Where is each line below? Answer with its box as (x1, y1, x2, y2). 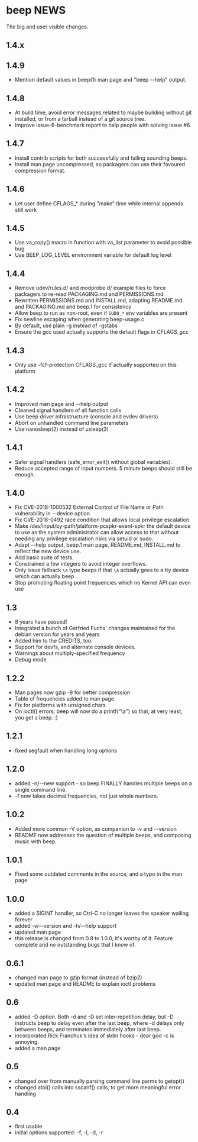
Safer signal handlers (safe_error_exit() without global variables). (14, 458, 173, 465)
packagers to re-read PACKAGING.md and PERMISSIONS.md (14, 291, 164, 298)
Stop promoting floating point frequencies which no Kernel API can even (14, 579, 191, 586)
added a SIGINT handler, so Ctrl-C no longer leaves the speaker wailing (14, 909, 189, 917)
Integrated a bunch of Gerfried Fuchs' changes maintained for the (14, 625, 176, 632)
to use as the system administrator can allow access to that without (14, 529, 179, 536)
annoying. (14, 1038, 40, 1045)
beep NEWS (6, 4, 66, 17)
